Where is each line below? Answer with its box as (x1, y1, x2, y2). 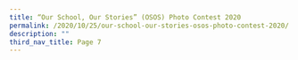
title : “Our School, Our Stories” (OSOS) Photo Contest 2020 (9, 12, 242, 22)
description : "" (9, 29, 70, 38)
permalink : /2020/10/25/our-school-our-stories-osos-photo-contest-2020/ (9, 21, 290, 30)
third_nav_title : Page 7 (9, 37, 102, 47)
